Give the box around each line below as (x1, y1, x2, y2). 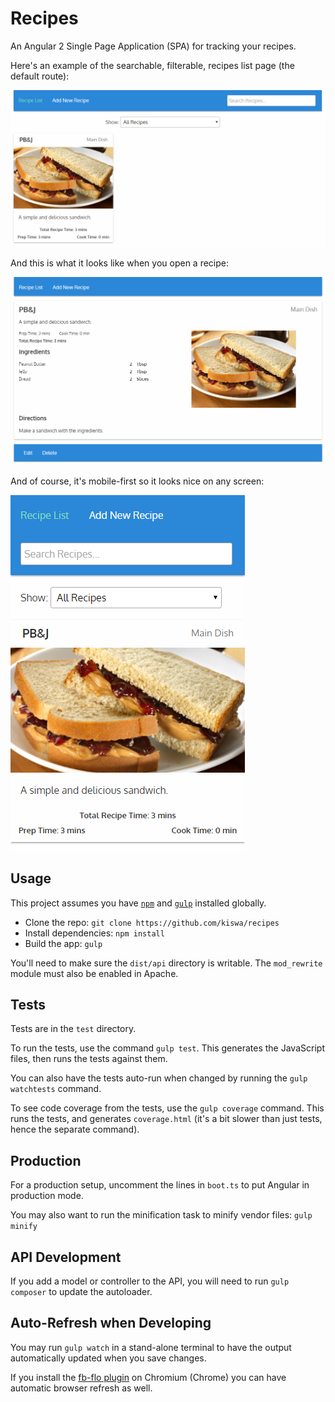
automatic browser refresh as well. (10, 1382, 153, 1394)
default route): (10, 70, 70, 82)
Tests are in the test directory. (10, 1023, 137, 1035)
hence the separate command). (10, 1123, 140, 1136)
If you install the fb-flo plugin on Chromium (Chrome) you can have (10, 1371, 287, 1383)
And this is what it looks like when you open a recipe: (10, 257, 230, 269)
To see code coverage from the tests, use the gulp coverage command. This (10, 1102, 325, 1114)
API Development (10, 1248, 122, 1266)
